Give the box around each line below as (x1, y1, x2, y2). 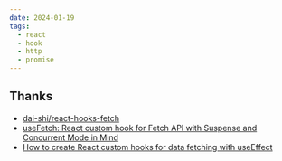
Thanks (9, 89, 53, 104)
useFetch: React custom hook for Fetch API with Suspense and (22, 122, 258, 133)
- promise (17, 55, 54, 64)
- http (17, 47, 42, 56)
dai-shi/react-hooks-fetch (22, 112, 120, 123)
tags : (9, 22, 30, 31)
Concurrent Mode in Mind (22, 132, 119, 143)
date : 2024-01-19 (9, 13, 75, 23)
